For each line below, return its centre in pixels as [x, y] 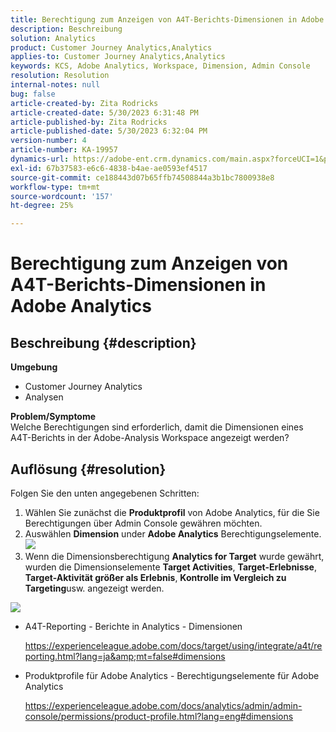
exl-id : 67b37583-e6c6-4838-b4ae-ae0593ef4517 [109, 168]
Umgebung [34, 367]
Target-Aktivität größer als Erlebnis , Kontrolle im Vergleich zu [155, 577]
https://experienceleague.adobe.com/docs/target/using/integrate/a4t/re [173, 645]
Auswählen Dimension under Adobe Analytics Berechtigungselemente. [173, 533]
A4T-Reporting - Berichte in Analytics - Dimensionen [133, 626]
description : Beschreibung [66, 29]
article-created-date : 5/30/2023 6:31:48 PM [104, 112]
